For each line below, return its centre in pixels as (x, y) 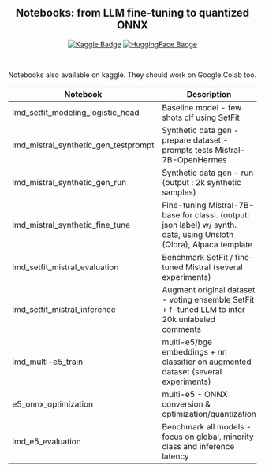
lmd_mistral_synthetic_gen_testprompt (83, 145)
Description (209, 94)
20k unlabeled (188, 319)
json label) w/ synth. (199, 225)
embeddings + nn (194, 351)
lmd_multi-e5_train (48, 362)
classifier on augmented (206, 362)
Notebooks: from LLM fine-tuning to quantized (132, 13)
